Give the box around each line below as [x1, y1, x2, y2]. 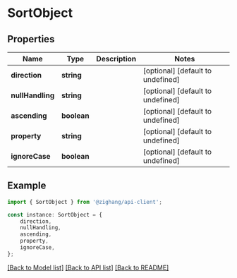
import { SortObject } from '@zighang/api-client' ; [7, 198, 162, 205]
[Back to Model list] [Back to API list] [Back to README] [7, 263, 169, 272]
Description [96, 54, 137, 64]
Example [7, 180, 47, 192]
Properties [7, 33, 55, 45]
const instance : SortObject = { [7, 211, 102, 218]
